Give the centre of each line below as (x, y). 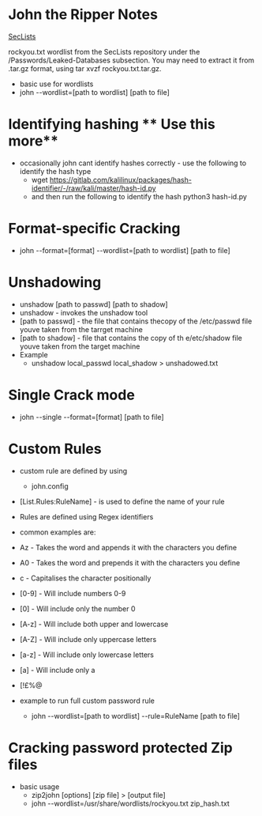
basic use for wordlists (56, 84)
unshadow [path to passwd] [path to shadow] (94, 304)
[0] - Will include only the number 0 (77, 608)
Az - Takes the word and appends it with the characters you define (128, 547)
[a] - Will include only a (57, 670)
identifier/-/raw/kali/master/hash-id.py (94, 188)
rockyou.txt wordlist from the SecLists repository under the (104, 51)
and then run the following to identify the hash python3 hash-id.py (139, 196)
